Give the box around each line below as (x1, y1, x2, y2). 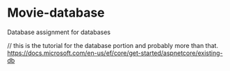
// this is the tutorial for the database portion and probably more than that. (7, 41, 219, 49)
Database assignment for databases (7, 28, 111, 36)
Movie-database (7, 5, 105, 21)
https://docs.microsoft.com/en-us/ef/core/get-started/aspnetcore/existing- (7, 49, 223, 57)
